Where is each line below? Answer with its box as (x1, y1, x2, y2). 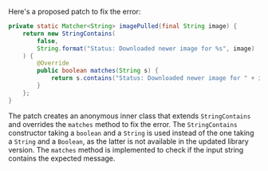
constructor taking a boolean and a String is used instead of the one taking (8, 128, 254, 137)
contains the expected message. (8, 153, 116, 163)
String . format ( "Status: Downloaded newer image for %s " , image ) (37, 44, 255, 53)
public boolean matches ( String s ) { (37, 67, 159, 75)
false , (37, 37, 59, 45)
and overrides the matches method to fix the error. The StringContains (8, 119, 238, 129)
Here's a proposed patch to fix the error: (8, 7, 141, 16)
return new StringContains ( (22, 30, 116, 38)
